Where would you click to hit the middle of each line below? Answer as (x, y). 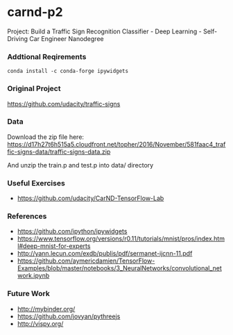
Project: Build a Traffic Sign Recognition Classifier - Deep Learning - (105, 31)
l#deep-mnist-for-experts (54, 246)
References (27, 216)
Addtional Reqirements (47, 56)
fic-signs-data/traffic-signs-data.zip (59, 152)
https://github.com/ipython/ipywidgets (72, 231)
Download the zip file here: (46, 137)
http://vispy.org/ (40, 323)
